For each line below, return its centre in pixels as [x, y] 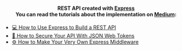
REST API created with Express [96, 8]
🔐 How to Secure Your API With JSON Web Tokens [73, 36]
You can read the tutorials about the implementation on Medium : [96, 14]
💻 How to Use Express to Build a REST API [64, 28]
